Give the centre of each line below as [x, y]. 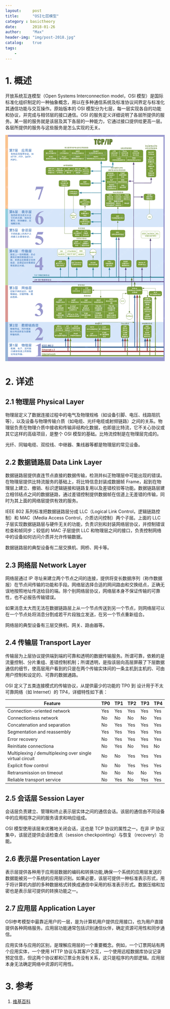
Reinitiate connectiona [31, 746]
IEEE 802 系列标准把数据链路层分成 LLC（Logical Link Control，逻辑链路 [80, 511]
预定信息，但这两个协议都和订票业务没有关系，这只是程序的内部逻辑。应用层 [85, 957]
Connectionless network [33, 718]
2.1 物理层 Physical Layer [45, 402]
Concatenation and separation [39, 725]
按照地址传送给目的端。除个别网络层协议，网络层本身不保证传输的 [83, 591]
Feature [52, 703]
